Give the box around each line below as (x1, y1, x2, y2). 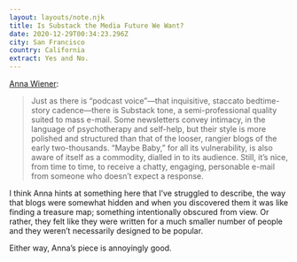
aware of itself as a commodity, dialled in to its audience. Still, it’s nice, (30, 152, 288, 162)
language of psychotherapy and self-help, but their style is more (30, 124, 267, 134)
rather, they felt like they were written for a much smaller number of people (9, 216, 284, 227)
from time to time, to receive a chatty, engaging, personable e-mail (30, 161, 276, 172)
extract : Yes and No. (9, 54, 90, 63)
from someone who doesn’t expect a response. (30, 171, 204, 181)
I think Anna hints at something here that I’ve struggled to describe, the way (9, 188, 286, 198)
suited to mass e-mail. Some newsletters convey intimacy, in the (30, 114, 266, 125)
